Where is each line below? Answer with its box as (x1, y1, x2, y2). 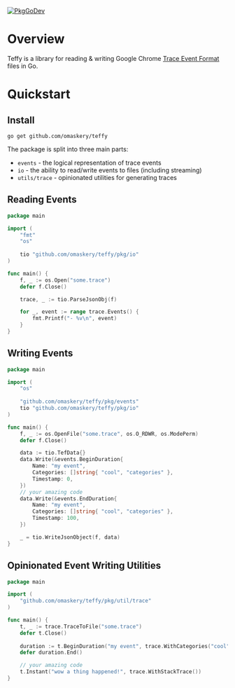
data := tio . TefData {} (20, 449, 86, 457)
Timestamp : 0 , (32, 475, 73, 483)
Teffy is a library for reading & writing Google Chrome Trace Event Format (7, 54, 220, 62)
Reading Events (7, 193, 77, 206)
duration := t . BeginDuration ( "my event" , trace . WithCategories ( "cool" (20, 642, 230, 649)
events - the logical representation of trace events (17, 158, 162, 167)
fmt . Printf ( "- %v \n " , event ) (32, 315, 117, 322)
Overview (7, 32, 65, 47)
